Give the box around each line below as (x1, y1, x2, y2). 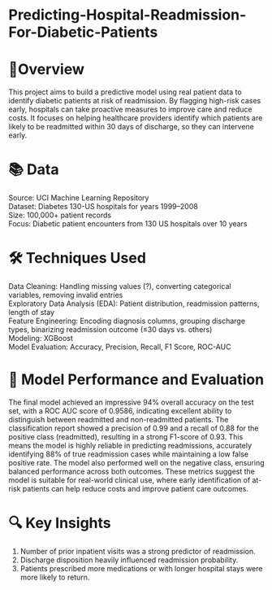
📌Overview (8, 60, 85, 79)
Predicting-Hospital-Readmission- (8, 6, 247, 24)
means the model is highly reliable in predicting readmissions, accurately (8, 440, 253, 450)
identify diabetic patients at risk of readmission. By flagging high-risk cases (8, 96, 261, 106)
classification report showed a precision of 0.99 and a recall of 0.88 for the (8, 423, 259, 433)
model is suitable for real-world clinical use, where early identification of (8, 474, 251, 485)
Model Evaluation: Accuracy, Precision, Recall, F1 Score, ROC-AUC (8, 342, 231, 352)
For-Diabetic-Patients (8, 23, 158, 42)
